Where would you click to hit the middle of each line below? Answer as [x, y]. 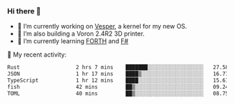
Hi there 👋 [24, 11]
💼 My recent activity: [37, 54]
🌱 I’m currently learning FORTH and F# [73, 41]
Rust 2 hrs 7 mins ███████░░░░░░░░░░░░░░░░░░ [106, 68]
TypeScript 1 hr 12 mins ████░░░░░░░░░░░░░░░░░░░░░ [106, 81]
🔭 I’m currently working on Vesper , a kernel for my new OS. [102, 27]
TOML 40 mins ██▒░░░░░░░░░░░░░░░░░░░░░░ [106, 94]
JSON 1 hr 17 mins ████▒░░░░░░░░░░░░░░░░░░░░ [106, 74]
